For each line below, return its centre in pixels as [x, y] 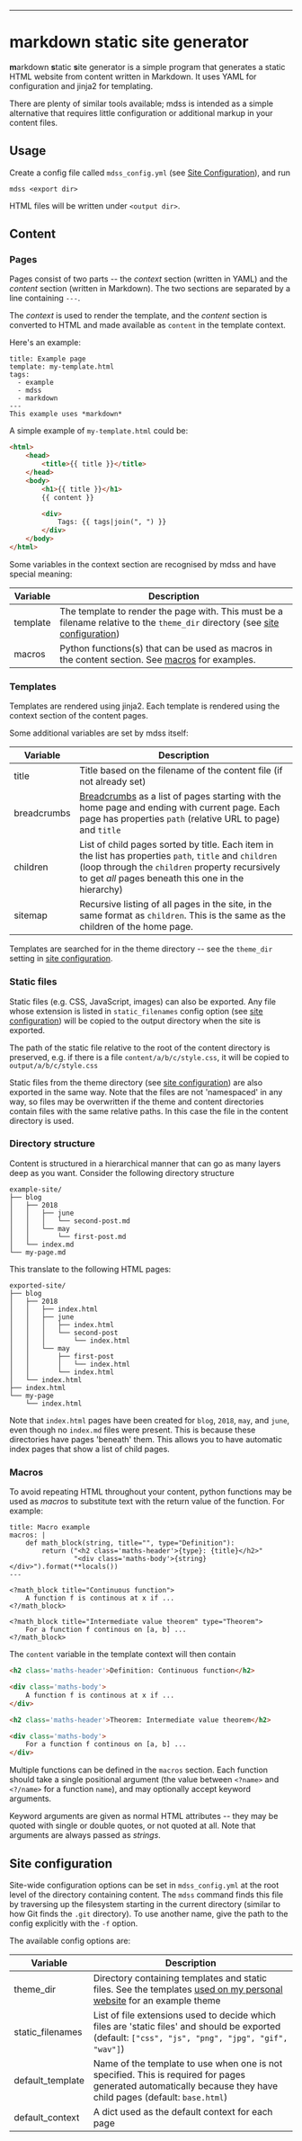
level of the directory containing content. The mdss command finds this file [147, 1895]
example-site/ [36, 1189]
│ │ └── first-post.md [68, 1236]
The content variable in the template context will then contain [123, 1655]
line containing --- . [45, 299]
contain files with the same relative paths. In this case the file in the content [149, 1111]
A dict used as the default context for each [183, 2111]
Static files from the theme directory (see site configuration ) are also [136, 1082]
